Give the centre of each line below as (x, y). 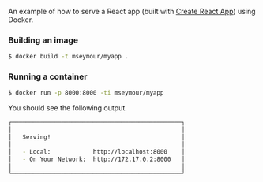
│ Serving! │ (97, 137)
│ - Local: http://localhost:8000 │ (97, 152)
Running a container (48, 76)
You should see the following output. (68, 108)
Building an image (43, 40)
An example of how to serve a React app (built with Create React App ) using (132, 11)
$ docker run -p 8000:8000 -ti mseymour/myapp (86, 93)
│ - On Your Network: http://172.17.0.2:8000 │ (97, 159)
